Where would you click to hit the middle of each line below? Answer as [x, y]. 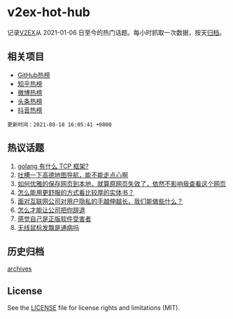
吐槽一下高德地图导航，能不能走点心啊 [72, 175]
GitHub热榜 [34, 75]
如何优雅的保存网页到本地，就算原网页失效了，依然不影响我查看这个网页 [121, 184]
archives [20, 269]
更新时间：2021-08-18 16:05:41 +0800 [59, 124]
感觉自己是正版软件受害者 [54, 219]
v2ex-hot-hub [49, 12]
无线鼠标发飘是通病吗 [48, 227]
